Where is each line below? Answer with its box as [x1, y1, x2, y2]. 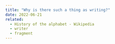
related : [5, 17, 24, 22]
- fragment [10, 31, 33, 36]
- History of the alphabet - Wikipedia [10, 21, 95, 27]
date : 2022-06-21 [5, 12, 42, 17]
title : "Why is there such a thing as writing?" [5, 7, 110, 13]
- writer [10, 26, 28, 31]
